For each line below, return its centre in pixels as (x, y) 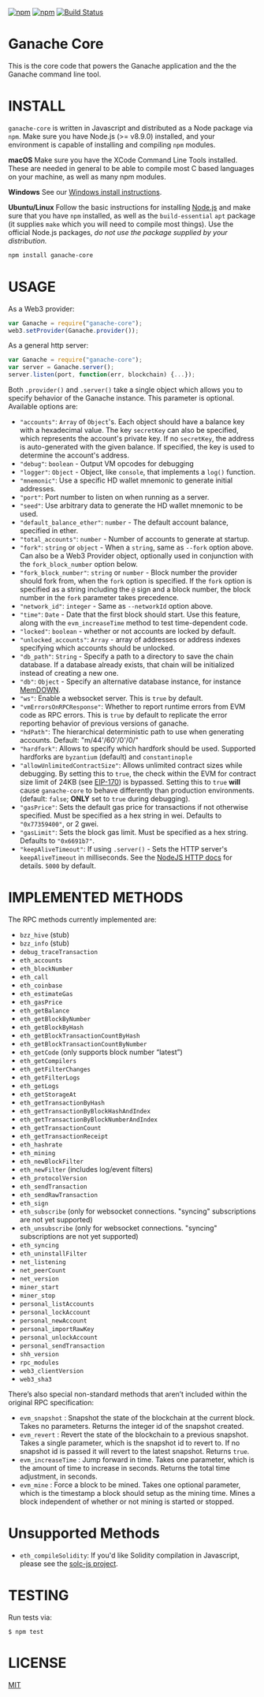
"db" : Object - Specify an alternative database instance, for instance (130, 681)
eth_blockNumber (46, 969)
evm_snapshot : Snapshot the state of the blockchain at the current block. (137, 1418)
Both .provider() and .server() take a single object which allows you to (125, 390)
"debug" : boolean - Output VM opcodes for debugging (107, 464)
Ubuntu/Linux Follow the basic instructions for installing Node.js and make (129, 207)
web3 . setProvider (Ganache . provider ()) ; (74, 330)
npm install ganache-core (50, 255)
